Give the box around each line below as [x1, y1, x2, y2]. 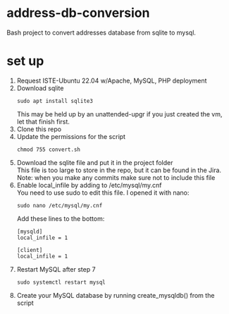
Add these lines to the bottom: [16, 214, 105, 223]
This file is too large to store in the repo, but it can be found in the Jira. [16, 166, 222, 174]
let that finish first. [16, 117, 70, 126]
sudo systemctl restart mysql [16, 279, 106, 286]
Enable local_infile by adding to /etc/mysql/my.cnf [16, 181, 163, 189]
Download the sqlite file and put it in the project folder [16, 158, 173, 167]
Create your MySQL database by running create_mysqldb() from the [16, 291, 215, 299]
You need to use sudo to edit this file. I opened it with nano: [16, 188, 190, 197]
